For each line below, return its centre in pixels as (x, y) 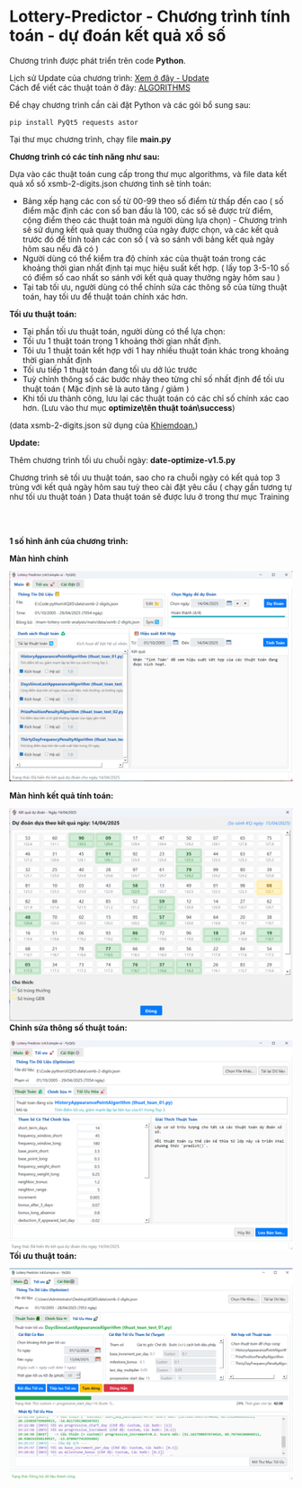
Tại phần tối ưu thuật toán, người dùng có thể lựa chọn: (124, 331)
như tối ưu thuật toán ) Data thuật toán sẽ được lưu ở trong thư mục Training (149, 496)
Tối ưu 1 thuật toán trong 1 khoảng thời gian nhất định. (122, 341)
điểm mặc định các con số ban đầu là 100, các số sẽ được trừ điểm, (147, 210)
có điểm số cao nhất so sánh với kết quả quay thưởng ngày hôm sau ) (151, 277)
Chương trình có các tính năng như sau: (84, 156)
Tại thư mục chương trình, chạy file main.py (90, 139)
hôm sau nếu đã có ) (60, 248)
